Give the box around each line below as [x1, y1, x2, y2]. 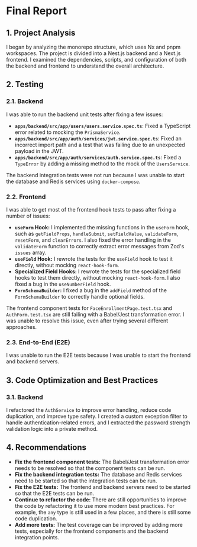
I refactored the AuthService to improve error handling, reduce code [6, 406, 172, 413]
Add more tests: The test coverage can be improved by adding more [14, 521, 183, 528]
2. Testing [6, 79, 44, 89]
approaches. [6, 323, 37, 330]
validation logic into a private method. [6, 425, 98, 432]
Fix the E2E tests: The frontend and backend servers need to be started [14, 483, 191, 490]
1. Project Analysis [6, 28, 76, 38]
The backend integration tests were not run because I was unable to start [6, 171, 185, 178]
